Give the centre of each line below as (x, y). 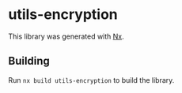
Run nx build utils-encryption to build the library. (91, 80)
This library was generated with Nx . (66, 36)
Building (29, 61)
